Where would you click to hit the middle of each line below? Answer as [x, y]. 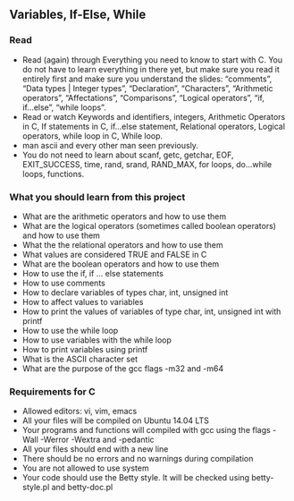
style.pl [36, 488]
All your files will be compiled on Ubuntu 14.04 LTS [116, 420]
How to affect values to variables [83, 301]
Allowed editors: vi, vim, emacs [80, 412]
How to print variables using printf [85, 349]
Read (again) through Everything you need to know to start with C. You [152, 59]
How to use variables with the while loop [97, 340]
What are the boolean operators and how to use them [121, 264]
